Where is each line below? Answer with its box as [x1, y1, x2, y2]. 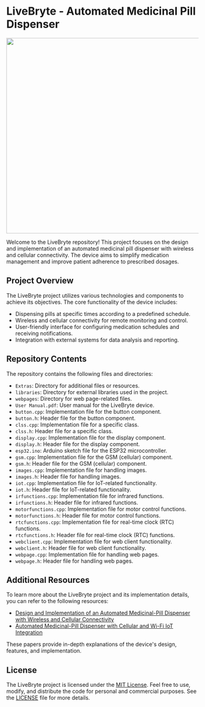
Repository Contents [6, 354, 87, 364]
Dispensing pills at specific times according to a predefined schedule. [15, 310, 191, 317]
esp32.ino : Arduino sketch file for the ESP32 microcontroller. [15, 447, 168, 454]
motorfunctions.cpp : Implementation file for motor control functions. [15, 505, 187, 513]
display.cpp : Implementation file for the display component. [15, 434, 166, 441]
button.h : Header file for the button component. [15, 414, 136, 422]
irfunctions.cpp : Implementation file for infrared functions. [15, 492, 164, 499]
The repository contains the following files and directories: [6, 370, 153, 377]
